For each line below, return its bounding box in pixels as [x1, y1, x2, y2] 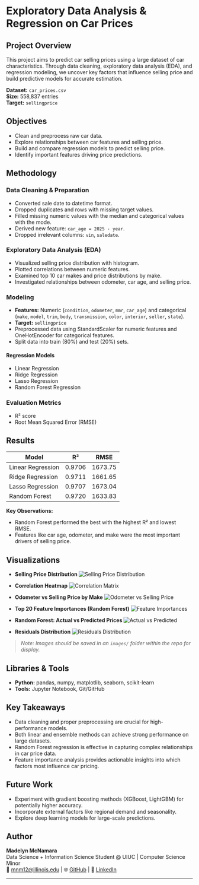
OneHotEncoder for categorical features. [14, 332, 114, 339]
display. [20, 646, 40, 654]
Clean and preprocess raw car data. [14, 132, 102, 139]
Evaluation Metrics [6, 399, 62, 407]
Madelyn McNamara [6, 847, 57, 854]
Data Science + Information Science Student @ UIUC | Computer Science [6, 854, 185, 861]
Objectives [6, 116, 47, 126]
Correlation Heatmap [14, 582, 68, 589]
